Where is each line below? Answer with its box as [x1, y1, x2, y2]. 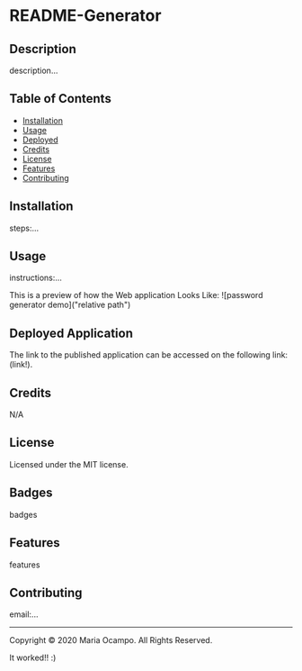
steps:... [9, 222, 40, 233]
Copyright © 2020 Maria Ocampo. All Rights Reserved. [9, 635, 213, 646]
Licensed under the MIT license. [9, 458, 129, 469]
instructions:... [9, 272, 63, 284]
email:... [9, 609, 39, 620]
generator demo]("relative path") [9, 299, 131, 311]
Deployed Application [9, 325, 133, 340]
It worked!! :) [9, 652, 57, 663]
